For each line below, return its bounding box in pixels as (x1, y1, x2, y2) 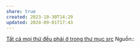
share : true (6, 8, 36, 15)
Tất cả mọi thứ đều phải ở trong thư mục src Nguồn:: (6, 36, 135, 43)
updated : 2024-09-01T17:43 (6, 19, 73, 25)
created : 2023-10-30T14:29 (6, 14, 73, 20)
